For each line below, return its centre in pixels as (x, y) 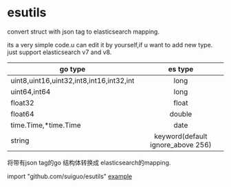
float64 (22, 114)
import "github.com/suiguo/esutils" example (70, 176)
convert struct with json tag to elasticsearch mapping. (84, 32)
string (20, 140)
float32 (22, 103)
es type (181, 68)
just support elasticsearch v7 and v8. (59, 52)
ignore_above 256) (181, 145)
